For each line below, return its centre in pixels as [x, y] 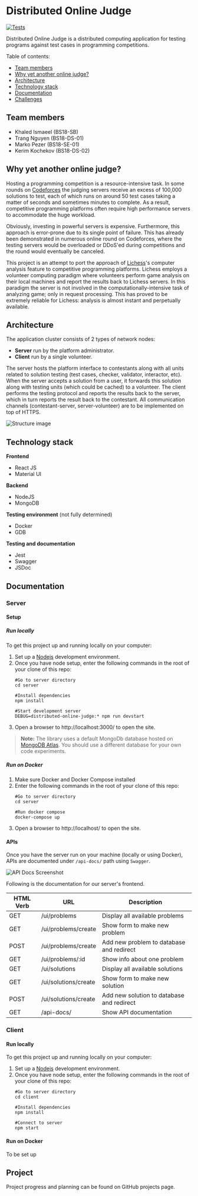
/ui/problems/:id [63, 960]
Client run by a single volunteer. [53, 357]
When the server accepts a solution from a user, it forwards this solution [94, 381]
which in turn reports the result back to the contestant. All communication [95, 400]
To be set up [21, 1154]
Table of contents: [28, 56]
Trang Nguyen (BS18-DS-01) [49, 138]
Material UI [28, 474]
